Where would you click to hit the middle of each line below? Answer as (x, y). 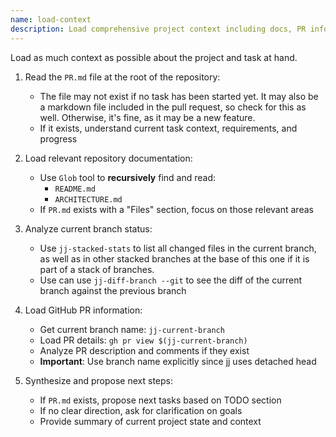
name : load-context (51, 19)
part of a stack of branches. (97, 269)
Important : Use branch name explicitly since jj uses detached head (178, 361)
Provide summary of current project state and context (150, 421)
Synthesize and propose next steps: (98, 380)
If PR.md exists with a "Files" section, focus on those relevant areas (176, 209)
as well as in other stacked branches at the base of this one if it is (174, 258)
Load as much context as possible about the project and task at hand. (154, 57)
